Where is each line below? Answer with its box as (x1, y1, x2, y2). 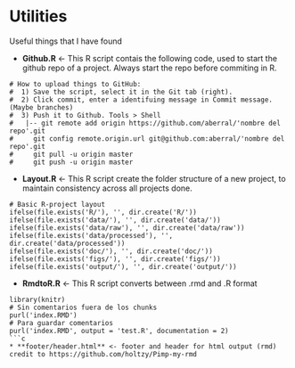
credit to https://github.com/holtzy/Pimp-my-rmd (9, 349, 198, 358)
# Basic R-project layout (9, 200, 105, 209)
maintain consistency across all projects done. (21, 183, 193, 193)
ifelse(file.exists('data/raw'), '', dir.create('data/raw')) (9, 223, 245, 233)
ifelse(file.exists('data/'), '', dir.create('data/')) (9, 216, 221, 225)
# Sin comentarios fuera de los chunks (9, 303, 158, 312)
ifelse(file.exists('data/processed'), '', (9, 231, 174, 240)
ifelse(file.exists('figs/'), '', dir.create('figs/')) (9, 254, 221, 264)
